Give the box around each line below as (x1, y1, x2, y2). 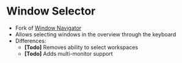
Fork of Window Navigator (15, 24, 82, 31)
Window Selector (6, 4, 96, 18)
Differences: (15, 37, 46, 44)
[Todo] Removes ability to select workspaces (24, 44, 139, 51)
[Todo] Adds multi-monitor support (24, 50, 113, 57)
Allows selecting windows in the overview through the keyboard (15, 30, 177, 38)
